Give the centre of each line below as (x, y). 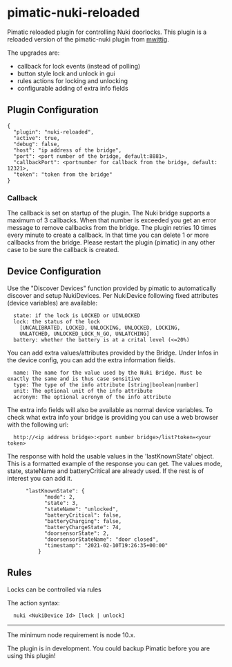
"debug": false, (37, 144)
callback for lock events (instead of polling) (79, 66)
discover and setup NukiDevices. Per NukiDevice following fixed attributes (113, 295)
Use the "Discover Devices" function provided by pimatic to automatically (112, 288)
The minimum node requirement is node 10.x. (71, 634)
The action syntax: (33, 603)
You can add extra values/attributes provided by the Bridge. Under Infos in (113, 353)
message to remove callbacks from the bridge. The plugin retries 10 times (112, 228)
